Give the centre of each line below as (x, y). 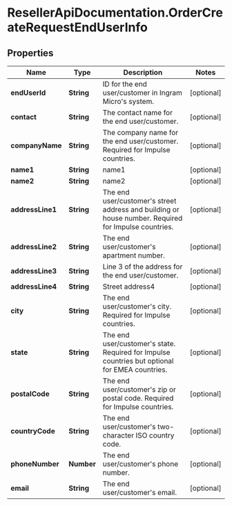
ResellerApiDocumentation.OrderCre (115, 13)
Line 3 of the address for (143, 266)
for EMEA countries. (135, 370)
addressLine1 (34, 209)
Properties (30, 53)
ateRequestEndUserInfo (78, 27)
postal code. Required (138, 398)
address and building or (141, 209)
